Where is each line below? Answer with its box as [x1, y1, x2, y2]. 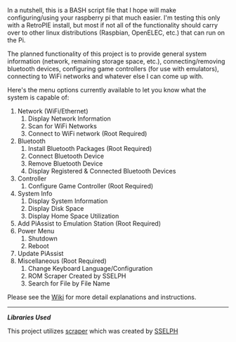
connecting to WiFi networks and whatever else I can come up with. [7, 72, 204, 80]
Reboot [27, 242, 49, 250]
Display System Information [27, 197, 108, 205]
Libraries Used [7, 313, 51, 322]
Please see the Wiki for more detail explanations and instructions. [7, 293, 197, 301]
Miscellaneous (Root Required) [17, 257, 107, 265]
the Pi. [7, 36, 26, 44]
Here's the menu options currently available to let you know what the [7, 86, 206, 94]
